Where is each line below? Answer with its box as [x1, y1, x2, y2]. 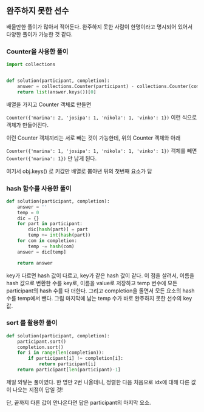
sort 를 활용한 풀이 [6, 319, 58, 327]
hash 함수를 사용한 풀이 [6, 184, 72, 192]
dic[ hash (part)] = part [28, 226, 88, 232]
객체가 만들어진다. [6, 121, 49, 129]
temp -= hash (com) [28, 243, 75, 249]
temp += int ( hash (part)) [28, 232, 91, 238]
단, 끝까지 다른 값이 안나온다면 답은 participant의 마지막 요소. [6, 399, 151, 406]
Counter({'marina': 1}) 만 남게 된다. [6, 154, 97, 162]
